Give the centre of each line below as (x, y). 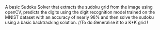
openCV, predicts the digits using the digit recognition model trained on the (80, 12)
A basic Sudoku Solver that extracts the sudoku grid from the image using (79, 7)
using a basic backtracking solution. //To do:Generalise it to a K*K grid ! (77, 22)
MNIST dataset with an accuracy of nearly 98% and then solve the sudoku (80, 17)
